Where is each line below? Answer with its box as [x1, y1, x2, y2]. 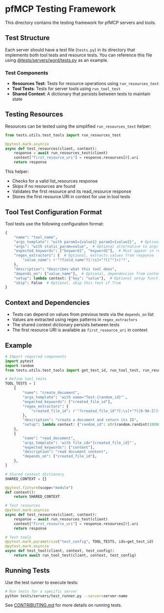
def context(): [5, 490, 36, 495]
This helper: [5, 169, 29, 175]
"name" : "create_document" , [22, 390, 80, 395]
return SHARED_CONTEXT [14, 494, 60, 499]
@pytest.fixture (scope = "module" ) [5, 485, 73, 490]
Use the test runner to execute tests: [5, 579, 79, 585]
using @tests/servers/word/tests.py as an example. [5, 57, 109, 63]
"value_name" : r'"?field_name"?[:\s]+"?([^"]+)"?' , [22, 258, 130, 263]
